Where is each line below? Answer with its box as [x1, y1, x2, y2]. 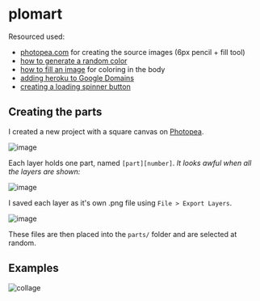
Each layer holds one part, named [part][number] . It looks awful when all [8, 158, 252, 167]
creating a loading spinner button [19, 82, 131, 91]
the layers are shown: [8, 167, 81, 176]
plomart [8, 5, 63, 23]
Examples [8, 261, 59, 275]
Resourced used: [8, 32, 65, 41]
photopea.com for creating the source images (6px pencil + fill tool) [19, 47, 245, 57]
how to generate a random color [19, 56, 128, 66]
